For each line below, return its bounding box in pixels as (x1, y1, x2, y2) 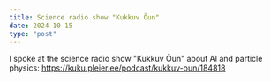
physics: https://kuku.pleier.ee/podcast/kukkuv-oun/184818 (9, 63, 226, 73)
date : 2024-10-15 (9, 21, 73, 30)
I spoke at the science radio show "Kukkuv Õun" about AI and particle (9, 54, 263, 64)
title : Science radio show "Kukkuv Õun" (9, 12, 161, 22)
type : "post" (9, 29, 57, 38)
